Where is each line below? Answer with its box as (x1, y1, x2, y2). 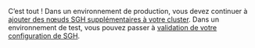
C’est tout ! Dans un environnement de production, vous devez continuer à (8, 7, 248, 15)
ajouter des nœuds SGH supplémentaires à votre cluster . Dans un (8, 15, 220, 24)
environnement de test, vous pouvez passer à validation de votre (8, 23, 217, 32)
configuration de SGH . (8, 31, 81, 40)
